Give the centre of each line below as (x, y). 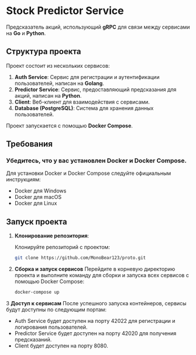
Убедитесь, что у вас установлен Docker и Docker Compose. (97, 161)
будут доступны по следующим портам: (56, 309)
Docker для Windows (40, 191)
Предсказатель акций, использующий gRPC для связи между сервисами (98, 27)
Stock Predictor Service (65, 11)
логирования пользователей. (51, 327)
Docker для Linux (36, 204)
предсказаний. (33, 340)
